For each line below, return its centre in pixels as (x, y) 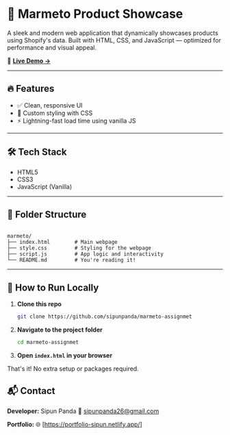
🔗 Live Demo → (29, 60)
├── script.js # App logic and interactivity (86, 254)
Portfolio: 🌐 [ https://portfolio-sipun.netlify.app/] (75, 424)
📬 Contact (31, 391)
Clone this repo (39, 304)
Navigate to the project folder (60, 330)
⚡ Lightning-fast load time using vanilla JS (76, 121)
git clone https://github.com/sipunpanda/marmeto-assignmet (104, 317)
